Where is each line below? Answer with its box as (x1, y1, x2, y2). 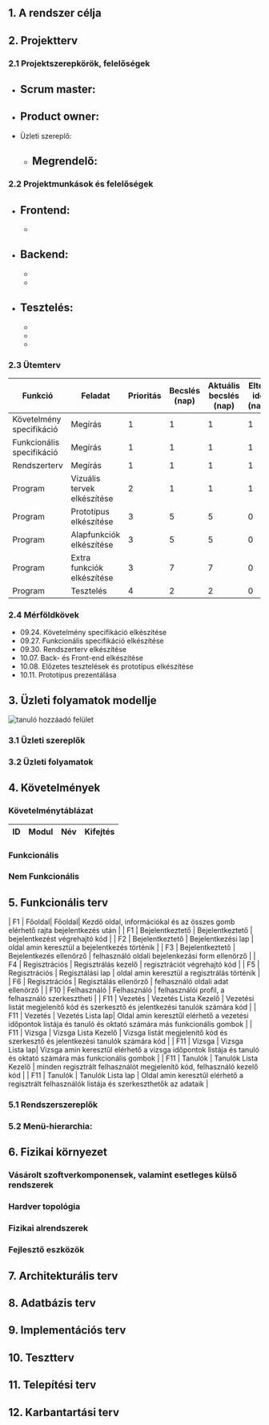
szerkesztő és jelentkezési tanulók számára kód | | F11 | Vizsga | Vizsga (8, 1036, 244, 1046)
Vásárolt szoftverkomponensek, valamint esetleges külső (8, 1170, 238, 1181)
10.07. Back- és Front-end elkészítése (19, 653, 144, 663)
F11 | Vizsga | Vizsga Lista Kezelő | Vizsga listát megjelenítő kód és (8, 1028, 228, 1038)
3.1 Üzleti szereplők (8, 735, 86, 746)
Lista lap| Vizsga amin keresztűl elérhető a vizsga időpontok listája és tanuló (8, 1045, 260, 1055)
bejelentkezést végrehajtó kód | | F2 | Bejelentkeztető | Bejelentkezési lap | (8, 934, 254, 944)
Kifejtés (84, 826, 115, 837)
